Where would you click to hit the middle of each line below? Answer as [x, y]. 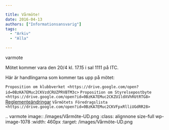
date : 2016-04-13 [24, 19]
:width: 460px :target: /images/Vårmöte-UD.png [82, 122]
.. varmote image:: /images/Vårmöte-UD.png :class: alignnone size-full [80, 116]
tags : [11, 29]
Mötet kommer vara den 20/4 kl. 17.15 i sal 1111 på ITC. [62, 68]
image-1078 [18, 122]
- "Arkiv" [20, 34]
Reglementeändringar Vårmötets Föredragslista [57, 102]
